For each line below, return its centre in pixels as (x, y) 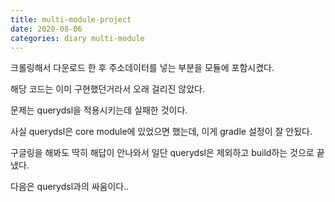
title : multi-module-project (71, 19)
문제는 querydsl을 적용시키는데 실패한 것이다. (99, 110)
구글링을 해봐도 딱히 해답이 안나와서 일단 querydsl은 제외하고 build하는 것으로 (162, 153)
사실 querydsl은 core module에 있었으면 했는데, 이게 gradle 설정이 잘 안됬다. (161, 132)
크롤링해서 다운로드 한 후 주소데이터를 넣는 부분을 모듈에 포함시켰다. (142, 68)
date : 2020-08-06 (46, 29)
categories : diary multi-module (77, 38)
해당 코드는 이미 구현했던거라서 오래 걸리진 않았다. (108, 89)
